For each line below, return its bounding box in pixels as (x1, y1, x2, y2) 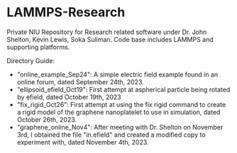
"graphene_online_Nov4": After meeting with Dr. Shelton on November (16, 123, 224, 131)
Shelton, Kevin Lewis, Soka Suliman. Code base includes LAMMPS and (6, 35, 214, 43)
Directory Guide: (6, 56, 55, 64)
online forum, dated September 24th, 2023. (16, 77, 145, 86)
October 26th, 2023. (16, 115, 77, 124)
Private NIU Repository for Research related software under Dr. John (6, 28, 207, 36)
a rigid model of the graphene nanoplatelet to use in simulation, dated (16, 108, 221, 116)
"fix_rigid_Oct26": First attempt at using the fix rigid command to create (16, 100, 226, 108)
